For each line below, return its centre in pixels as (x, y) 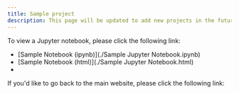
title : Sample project (41, 14)
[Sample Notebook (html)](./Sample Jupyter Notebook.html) (106, 61)
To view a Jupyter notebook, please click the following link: (94, 40)
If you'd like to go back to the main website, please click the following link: (116, 83)
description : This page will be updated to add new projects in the (111, 20)
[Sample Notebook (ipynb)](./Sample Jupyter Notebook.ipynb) (109, 54)
